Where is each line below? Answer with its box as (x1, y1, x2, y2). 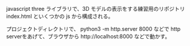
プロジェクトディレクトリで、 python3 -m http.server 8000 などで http (6, 26, 181, 32)
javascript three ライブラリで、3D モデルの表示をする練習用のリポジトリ (6, 5, 185, 12)
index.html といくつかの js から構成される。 (6, 13, 114, 20)
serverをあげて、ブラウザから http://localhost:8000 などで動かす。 (6, 33, 170, 40)
